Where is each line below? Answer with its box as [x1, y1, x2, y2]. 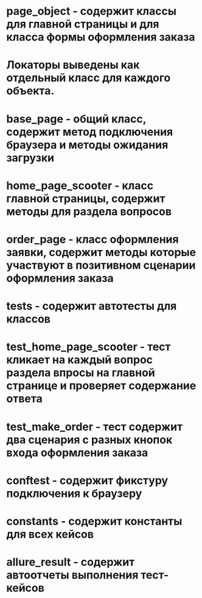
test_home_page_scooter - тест [6, 340, 171, 354]
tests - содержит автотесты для [6, 299, 177, 313]
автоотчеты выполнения [6, 568, 139, 582]
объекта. [6, 84, 55, 98]
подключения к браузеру [6, 486, 142, 500]
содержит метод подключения [6, 125, 173, 138]
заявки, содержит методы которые [6, 245, 197, 259]
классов [6, 312, 50, 326]
